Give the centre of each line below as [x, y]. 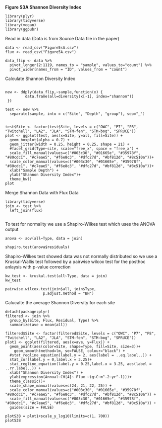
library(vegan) [21, 25]
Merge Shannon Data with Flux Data [42, 193]
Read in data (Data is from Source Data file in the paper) [62, 39]
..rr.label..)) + [23, 368]
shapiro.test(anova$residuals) [37, 247]
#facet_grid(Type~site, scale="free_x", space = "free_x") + [74, 149]
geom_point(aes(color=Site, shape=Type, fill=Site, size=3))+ [75, 346]
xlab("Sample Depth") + [34, 171]
